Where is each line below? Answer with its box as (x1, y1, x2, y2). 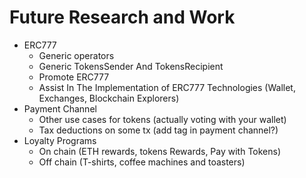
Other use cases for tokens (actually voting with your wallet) (38, 113, 287, 125)
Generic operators (38, 49, 115, 61)
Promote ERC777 (38, 71, 110, 83)
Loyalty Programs (23, 134, 97, 146)
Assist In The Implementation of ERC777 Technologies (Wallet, (38, 81, 296, 93)
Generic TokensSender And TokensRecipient (38, 60, 224, 72)
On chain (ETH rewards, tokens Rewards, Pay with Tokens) (38, 145, 282, 157)
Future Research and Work (9, 6, 236, 29)
